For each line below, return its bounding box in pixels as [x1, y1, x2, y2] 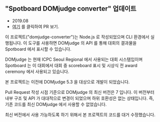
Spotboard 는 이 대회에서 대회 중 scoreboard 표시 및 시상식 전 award [5, 62, 138, 68]
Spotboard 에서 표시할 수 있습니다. [5, 46, 71, 52]
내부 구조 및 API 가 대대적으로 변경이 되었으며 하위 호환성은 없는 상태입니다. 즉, [5, 95, 154, 101]
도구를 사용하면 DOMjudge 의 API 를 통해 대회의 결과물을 [28, 40, 137, 46]
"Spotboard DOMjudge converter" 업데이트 [5, 4, 137, 13]
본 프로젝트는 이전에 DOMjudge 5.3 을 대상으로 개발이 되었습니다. [5, 79, 130, 85]
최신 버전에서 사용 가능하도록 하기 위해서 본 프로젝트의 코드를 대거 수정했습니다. [5, 111, 156, 118]
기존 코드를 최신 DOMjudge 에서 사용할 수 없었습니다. [5, 101, 107, 107]
